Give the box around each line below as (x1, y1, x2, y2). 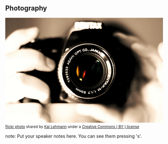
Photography (5, 4, 47, 13)
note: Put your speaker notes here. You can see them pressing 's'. (5, 133, 142, 139)
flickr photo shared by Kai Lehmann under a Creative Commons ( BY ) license (5, 124, 140, 129)
